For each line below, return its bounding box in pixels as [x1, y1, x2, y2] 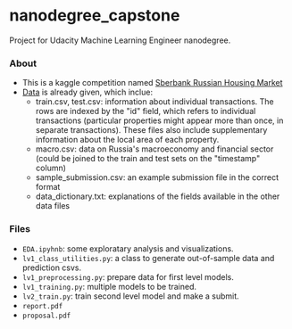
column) [35, 162, 67, 174]
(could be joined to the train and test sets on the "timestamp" [35, 153, 261, 164]
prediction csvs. [21, 262, 82, 273]
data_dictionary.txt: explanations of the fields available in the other [35, 191, 280, 202]
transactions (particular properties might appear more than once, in [35, 115, 284, 126]
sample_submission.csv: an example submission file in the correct [35, 172, 279, 183]
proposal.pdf [21, 311, 71, 320]
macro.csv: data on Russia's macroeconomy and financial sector [35, 144, 274, 154]
